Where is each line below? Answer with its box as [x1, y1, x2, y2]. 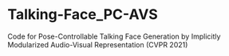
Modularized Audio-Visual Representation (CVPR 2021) [7, 39, 188, 49]
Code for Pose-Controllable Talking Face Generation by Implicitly [7, 32, 221, 41]
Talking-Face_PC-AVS [7, 6, 159, 24]
